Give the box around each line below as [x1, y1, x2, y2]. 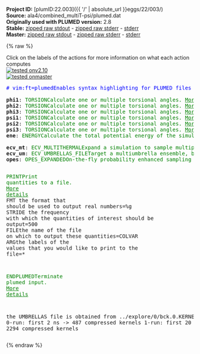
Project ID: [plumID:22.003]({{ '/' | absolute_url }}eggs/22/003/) [6, 6, 164, 13]
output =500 [6, 221, 38, 228]
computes [6, 60, 31, 67]
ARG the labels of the [6, 239, 70, 246]
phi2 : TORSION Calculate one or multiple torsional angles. [6, 103, 183, 109]
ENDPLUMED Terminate [6, 273, 63, 280]
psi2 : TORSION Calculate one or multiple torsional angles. [6, 120, 183, 127]
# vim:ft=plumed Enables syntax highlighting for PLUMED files [6, 85, 192, 91]
